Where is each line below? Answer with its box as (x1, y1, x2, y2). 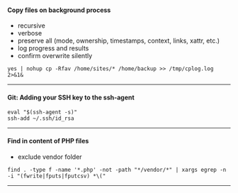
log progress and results (17, 44, 89, 53)
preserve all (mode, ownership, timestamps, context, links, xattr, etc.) (17, 36, 220, 45)
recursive (17, 21, 46, 30)
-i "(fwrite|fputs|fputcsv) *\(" (7, 172, 106, 180)
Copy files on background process (7, 6, 111, 14)
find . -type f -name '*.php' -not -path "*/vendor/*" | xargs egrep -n (7, 166, 227, 173)
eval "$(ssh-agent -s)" (7, 109, 78, 116)
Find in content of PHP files (7, 137, 89, 145)
